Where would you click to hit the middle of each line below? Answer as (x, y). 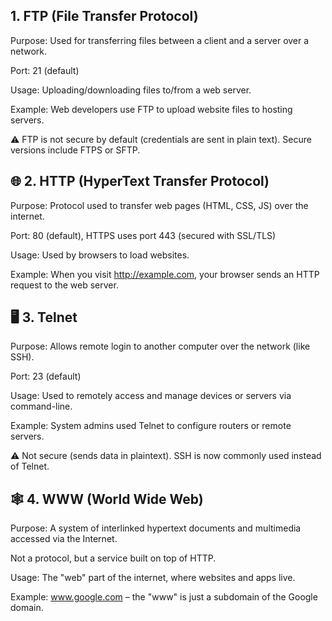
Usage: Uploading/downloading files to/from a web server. (131, 90)
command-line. (41, 406)
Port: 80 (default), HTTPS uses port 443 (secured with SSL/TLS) (143, 235)
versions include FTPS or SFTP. (75, 150)
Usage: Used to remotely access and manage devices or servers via (151, 396)
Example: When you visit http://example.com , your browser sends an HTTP (165, 274)
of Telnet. (30, 466)
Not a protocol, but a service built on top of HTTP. (113, 558)
